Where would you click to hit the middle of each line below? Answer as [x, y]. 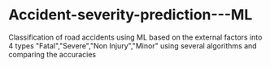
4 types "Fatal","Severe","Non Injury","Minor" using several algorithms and [133, 45]
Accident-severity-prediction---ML [131, 15]
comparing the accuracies [52, 54]
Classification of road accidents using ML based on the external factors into [135, 37]
